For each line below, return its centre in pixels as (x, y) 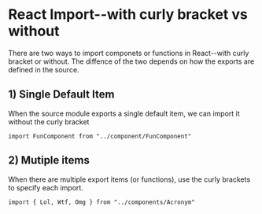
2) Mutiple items (49, 160)
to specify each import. (46, 187)
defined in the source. (44, 69)
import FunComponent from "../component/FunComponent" (100, 136)
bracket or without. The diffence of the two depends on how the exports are (131, 61)
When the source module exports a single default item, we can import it (124, 113)
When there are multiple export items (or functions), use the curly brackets (129, 179)
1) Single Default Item (61, 95)
